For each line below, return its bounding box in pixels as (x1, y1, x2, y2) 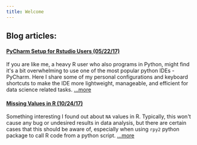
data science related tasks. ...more (6, 86, 92, 93)
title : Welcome (6, 8, 44, 15)
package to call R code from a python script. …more (6, 132, 135, 139)
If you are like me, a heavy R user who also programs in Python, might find (6, 61, 190, 68)
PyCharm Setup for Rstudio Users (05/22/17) (6, 47, 120, 54)
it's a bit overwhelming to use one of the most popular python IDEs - (6, 67, 175, 75)
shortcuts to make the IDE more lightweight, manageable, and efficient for (6, 80, 189, 87)
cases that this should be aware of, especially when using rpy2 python (6, 126, 180, 133)
